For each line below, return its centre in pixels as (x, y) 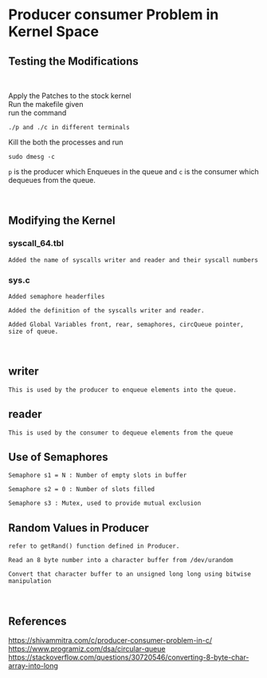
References (37, 621)
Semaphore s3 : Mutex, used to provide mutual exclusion (105, 504)
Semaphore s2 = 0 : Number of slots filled (82, 490)
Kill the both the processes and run (66, 142)
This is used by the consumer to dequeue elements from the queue (121, 433)
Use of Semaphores (58, 457)
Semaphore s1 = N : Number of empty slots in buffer (98, 476)
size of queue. (33, 331)
